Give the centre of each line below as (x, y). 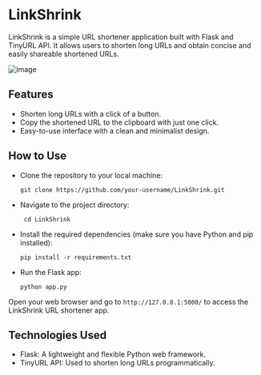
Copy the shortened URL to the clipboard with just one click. (119, 122)
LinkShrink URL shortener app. (59, 310)
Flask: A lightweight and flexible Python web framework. (113, 354)
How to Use (38, 156)
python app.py (43, 287)
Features (31, 95)
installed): (36, 242)
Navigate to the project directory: (74, 205)
